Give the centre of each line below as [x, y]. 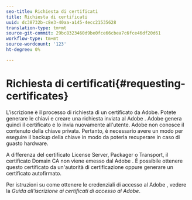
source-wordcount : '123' [36, 44]
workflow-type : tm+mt [32, 39]
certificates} [37, 96]
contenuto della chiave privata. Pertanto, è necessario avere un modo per [95, 131]
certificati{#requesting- [126, 83]
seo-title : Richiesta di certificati [52, 11]
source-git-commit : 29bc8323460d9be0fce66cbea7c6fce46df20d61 [83, 33]
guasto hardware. [27, 143]
